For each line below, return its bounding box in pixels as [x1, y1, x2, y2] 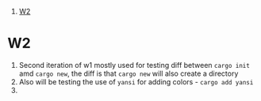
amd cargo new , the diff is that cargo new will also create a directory [18, 69, 239, 78]
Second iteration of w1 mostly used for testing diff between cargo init [18, 60, 251, 69]
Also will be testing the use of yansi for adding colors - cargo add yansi [18, 77, 254, 86]
